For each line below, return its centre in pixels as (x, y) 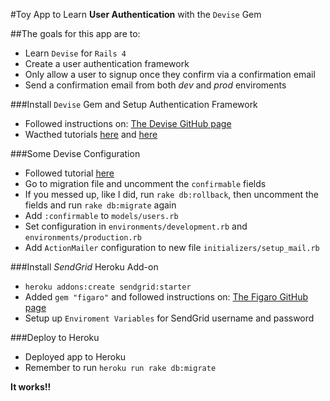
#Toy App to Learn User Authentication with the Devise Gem (136, 14)
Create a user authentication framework (107, 63)
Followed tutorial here (69, 173)
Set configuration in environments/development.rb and (136, 226)
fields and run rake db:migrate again (100, 205)
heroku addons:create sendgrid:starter (108, 287)
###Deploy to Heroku (55, 337)
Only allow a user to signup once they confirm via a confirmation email (170, 74)
